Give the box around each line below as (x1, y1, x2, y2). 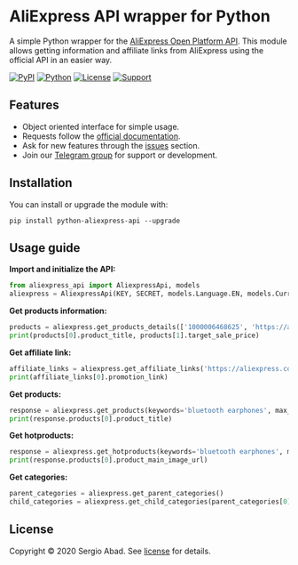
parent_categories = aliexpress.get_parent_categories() (9, 489, 224, 498)
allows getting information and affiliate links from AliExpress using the (9, 44, 264, 55)
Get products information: (9, 305, 107, 317)
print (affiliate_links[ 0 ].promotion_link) (9, 372, 169, 382)
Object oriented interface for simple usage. (21, 121, 180, 132)
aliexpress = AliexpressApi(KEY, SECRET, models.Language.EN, (9, 289, 244, 299)
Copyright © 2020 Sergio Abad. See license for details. (9, 545, 211, 556)
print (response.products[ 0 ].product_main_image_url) (9, 456, 208, 464)
